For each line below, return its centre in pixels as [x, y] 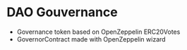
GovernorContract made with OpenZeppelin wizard [91, 39]
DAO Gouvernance [62, 12]
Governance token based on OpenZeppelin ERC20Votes [98, 32]
